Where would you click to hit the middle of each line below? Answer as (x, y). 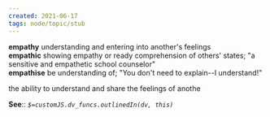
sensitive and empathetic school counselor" (82, 64)
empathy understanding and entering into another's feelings (110, 46)
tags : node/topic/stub (47, 24)
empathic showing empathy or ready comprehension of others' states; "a (132, 55)
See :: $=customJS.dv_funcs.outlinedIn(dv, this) (91, 104)
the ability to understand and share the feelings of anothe (105, 88)
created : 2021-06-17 (44, 16)
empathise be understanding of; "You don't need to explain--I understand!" (135, 72)
